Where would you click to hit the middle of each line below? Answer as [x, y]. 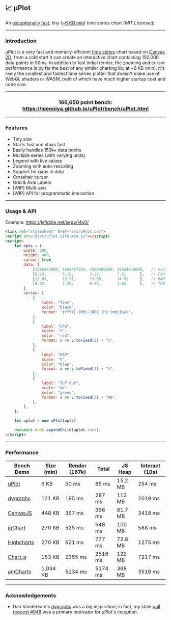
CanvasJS [20, 513]
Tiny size [22, 139]
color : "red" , [56, 336]
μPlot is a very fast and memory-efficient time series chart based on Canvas [85, 52]
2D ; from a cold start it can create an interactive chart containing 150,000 [82, 58]
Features [17, 128]
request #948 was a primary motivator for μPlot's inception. [75, 612]
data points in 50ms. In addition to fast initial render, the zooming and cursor [85, 63]
